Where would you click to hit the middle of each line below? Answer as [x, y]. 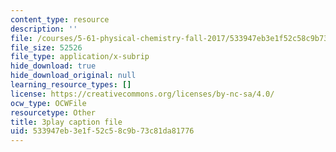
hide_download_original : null [73, 76]
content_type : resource [60, 19]
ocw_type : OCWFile [48, 103]
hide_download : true [53, 66]
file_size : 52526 [46, 47]
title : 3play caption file [66, 122]
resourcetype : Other [53, 112]
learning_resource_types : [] [71, 85]
